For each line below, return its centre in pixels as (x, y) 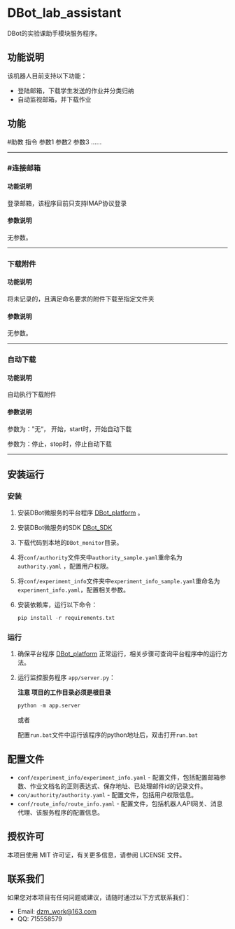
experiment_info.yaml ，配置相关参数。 (73, 590)
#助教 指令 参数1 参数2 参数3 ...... (55, 142)
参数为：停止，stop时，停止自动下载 (59, 444)
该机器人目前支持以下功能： (47, 76)
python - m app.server (49, 706)
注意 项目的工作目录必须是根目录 (64, 693)
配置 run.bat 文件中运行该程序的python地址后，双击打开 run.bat (107, 735)
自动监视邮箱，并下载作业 (54, 99)
